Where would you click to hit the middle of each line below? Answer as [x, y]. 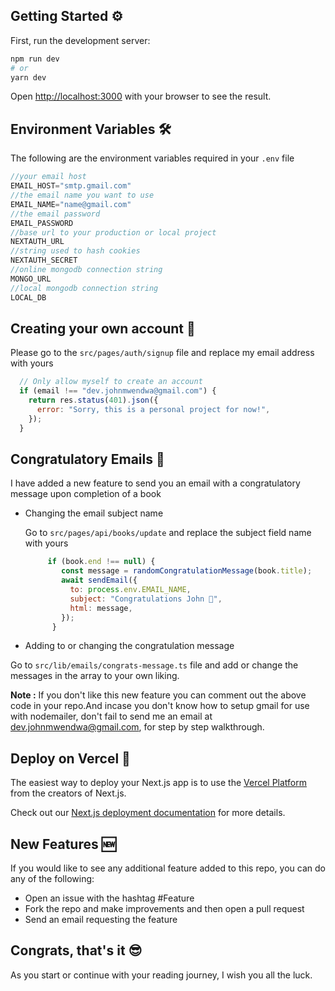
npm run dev [35, 59]
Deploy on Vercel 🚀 [70, 758]
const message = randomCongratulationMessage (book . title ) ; [187, 571]
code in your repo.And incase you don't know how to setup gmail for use [160, 706]
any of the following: [52, 878]
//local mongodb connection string [84, 288]
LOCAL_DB [28, 297]
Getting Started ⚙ [67, 16]
